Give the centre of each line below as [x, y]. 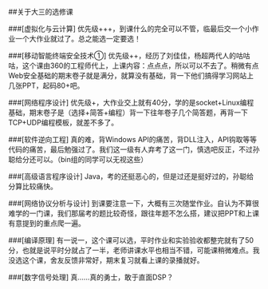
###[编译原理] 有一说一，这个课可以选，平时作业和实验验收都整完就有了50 [131, 240]
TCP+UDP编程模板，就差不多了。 [63, 123]
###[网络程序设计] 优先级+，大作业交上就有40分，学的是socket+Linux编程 [131, 103]
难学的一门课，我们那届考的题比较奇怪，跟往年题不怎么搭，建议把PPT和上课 [134, 213]
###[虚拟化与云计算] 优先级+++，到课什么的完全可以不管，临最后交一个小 [130, 29]
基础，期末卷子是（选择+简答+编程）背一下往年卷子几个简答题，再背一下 [128, 113]
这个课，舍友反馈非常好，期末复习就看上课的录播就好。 [113, 260]
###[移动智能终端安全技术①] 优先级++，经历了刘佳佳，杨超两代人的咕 [126, 55]
